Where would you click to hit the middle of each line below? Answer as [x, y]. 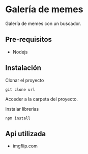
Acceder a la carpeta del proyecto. [41, 99]
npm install [18, 118]
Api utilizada [26, 134]
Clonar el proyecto [25, 80]
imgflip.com [25, 146]
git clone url [20, 89]
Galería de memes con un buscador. [43, 23]
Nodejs [20, 52]
